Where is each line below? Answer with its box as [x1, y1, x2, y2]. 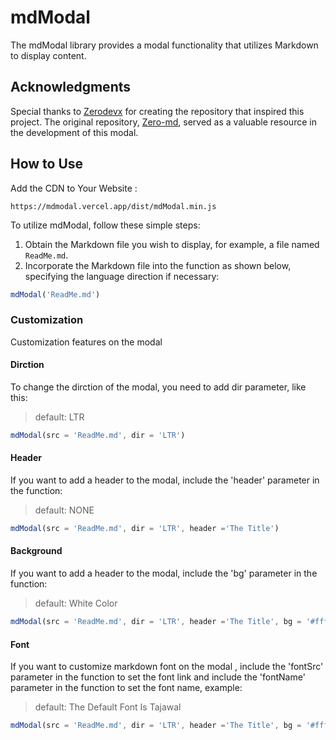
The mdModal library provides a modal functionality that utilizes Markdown [10, 39, 319, 51]
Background [10, 545, 63, 557]
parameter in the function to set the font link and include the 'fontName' [10, 671, 306, 683]
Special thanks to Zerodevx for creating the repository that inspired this [10, 105, 305, 117]
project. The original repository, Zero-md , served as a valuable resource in [10, 116, 317, 128]
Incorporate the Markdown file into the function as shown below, [24, 259, 292, 271]
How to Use [10, 156, 84, 173]
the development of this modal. [10, 126, 139, 138]
